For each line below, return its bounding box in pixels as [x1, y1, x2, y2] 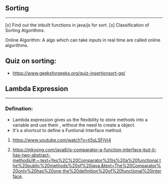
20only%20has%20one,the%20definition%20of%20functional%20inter [12, 167, 161, 174]
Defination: [5, 105, 33, 112]
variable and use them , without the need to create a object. [12, 122, 136, 128]
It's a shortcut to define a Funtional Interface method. [12, 127, 122, 133]
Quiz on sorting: [5, 57, 56, 65]
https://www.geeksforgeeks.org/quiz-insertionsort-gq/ [12, 70, 125, 76]
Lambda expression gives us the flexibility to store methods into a [12, 116, 148, 122]
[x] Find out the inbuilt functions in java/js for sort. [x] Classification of [5, 22, 149, 28]
